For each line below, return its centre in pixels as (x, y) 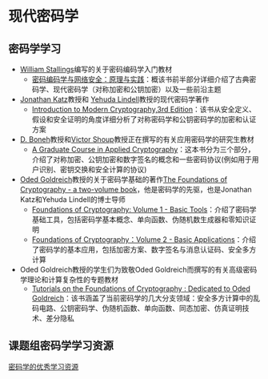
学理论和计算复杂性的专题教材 (69, 280)
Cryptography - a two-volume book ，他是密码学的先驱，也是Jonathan (136, 189)
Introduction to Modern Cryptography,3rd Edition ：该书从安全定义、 (144, 109)
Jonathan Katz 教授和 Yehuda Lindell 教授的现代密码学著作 (114, 99)
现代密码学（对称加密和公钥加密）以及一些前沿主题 (137, 89)
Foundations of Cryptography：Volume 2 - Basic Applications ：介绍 (144, 240)
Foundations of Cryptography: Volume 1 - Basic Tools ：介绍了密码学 (144, 210)
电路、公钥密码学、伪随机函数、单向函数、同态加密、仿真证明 (140, 308)
